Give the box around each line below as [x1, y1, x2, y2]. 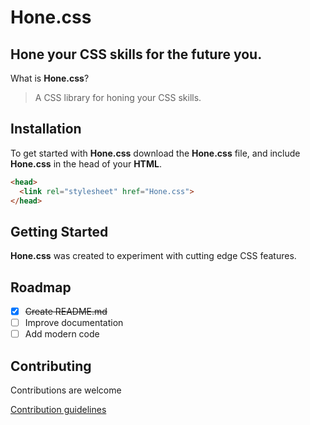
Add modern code [24, 328, 100, 340]
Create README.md [24, 306, 108, 318]
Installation [10, 121, 82, 138]
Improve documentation [24, 317, 124, 329]
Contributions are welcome [10, 384, 122, 396]
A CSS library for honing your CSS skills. [34, 92, 202, 103]
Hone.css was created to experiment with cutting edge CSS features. [10, 250, 297, 262]
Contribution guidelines [10, 404, 107, 416]
